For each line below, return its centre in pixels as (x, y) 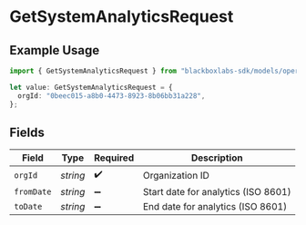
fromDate (33, 192)
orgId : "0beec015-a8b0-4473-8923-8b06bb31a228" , (112, 96)
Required (114, 158)
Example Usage (55, 50)
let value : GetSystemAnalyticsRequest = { (91, 87)
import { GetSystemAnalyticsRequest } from (93, 71)
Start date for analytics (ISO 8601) (217, 192)
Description (217, 158)
